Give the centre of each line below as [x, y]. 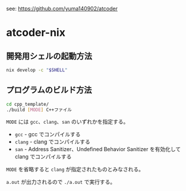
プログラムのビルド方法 [49, 90]
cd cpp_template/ [28, 104]
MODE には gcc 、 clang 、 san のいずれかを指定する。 [67, 122]
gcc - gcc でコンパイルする [48, 134]
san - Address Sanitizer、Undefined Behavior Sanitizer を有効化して [98, 149]
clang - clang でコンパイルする [52, 142]
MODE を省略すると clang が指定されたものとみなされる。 [75, 170]
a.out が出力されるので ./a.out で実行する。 [61, 182]
